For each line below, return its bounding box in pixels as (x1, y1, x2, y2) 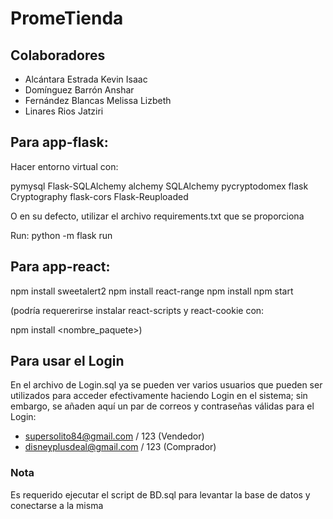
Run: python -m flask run (10, 229, 113, 241)
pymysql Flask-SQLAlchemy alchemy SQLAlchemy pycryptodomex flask (10, 180, 309, 192)
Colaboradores (10, 47, 106, 64)
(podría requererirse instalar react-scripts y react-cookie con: (10, 304, 265, 316)
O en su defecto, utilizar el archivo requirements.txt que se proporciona (10, 210, 305, 222)
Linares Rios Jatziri (24, 105, 104, 117)
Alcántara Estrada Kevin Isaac (24, 73, 148, 85)
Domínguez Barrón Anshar (24, 84, 135, 96)
